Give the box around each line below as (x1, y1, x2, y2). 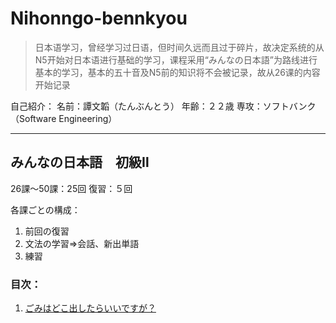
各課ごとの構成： (10, 203, 81, 216)
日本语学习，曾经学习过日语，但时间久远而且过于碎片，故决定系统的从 (34, 41, 325, 53)
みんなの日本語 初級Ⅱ (10, 154, 150, 171)
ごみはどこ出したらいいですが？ (24, 302, 157, 314)
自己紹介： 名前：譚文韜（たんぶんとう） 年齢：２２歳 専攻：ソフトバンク (10, 100, 317, 112)
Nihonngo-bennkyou (10, 7, 188, 30)
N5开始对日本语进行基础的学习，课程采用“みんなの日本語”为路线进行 (34, 53, 318, 66)
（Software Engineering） (10, 112, 118, 124)
